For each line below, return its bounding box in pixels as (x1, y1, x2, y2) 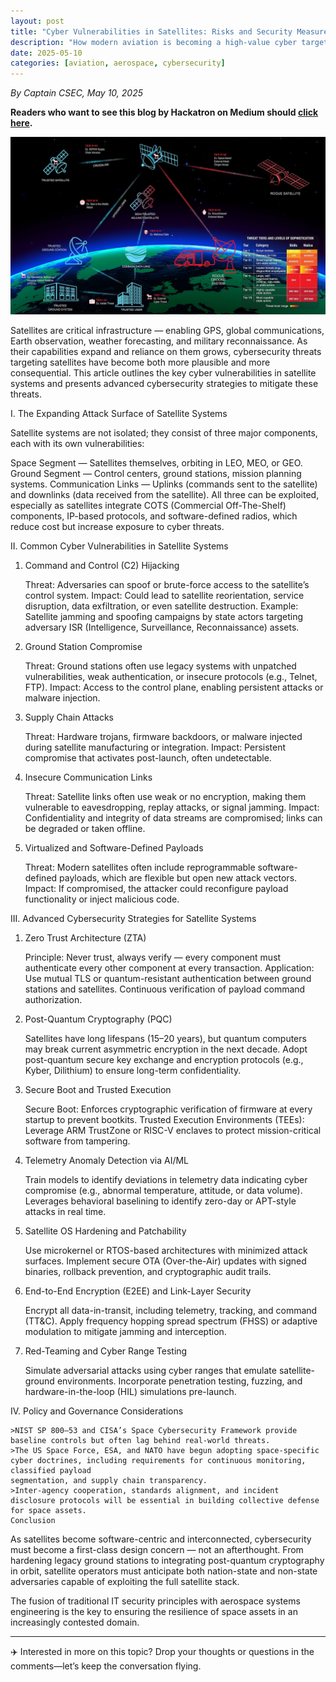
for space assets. (10, 1505, 87, 1515)
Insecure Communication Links (24, 771, 153, 783)
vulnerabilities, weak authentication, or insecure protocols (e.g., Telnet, (24, 670, 318, 682)
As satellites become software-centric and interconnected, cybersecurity (10, 1533, 312, 1545)
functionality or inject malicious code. (24, 893, 180, 905)
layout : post (10, 16, 65, 26)
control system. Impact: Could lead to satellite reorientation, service (24, 589, 305, 601)
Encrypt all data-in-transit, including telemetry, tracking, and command (24, 1304, 318, 1316)
